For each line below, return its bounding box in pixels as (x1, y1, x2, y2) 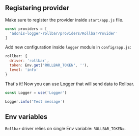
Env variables (5, 113, 48, 121)
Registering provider (5, 4, 70, 12)
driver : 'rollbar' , (9, 58, 50, 63)
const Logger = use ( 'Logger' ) (5, 90, 67, 95)
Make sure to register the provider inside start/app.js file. (5, 17, 124, 23)
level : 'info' (9, 68, 38, 72)
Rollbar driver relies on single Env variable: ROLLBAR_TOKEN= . (5, 126, 126, 132)
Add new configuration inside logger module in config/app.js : (5, 44, 131, 50)
